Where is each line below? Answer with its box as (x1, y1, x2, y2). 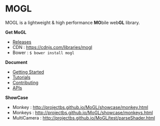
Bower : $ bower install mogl (12, 49, 74, 55)
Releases (12, 38, 31, 45)
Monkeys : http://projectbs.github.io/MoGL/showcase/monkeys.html (12, 109, 153, 115)
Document (5, 59, 27, 65)
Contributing (12, 79, 38, 85)
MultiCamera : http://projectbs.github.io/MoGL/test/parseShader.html (12, 114, 155, 120)
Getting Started (12, 68, 44, 75)
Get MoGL (5, 29, 26, 35)
